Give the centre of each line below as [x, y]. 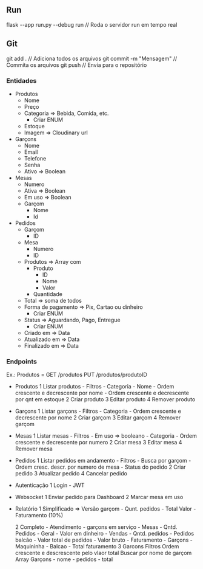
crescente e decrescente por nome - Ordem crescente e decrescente [102, 393]
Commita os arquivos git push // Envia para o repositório [77, 65]
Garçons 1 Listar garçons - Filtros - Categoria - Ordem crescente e [98, 411]
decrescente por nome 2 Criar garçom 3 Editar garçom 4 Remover [98, 418]
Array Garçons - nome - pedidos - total [64, 559]
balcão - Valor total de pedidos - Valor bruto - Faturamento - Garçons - [104, 540]
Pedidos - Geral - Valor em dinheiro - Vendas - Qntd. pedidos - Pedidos [105, 534]
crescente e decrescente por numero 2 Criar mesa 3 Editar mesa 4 [98, 443]
